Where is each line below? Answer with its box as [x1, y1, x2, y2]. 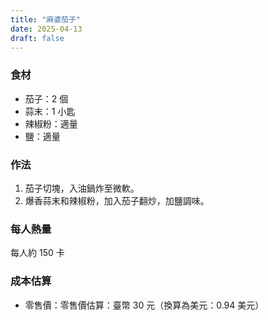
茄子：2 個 [24, 92, 69, 105]
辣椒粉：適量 [24, 117, 78, 130]
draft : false [10, 33, 65, 43]
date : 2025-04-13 [10, 24, 83, 34]
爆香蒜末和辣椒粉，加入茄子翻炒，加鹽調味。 [24, 194, 210, 206]
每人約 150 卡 [10, 247, 65, 259]
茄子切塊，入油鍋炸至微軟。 [24, 182, 140, 194]
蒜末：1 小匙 [24, 105, 76, 117]
